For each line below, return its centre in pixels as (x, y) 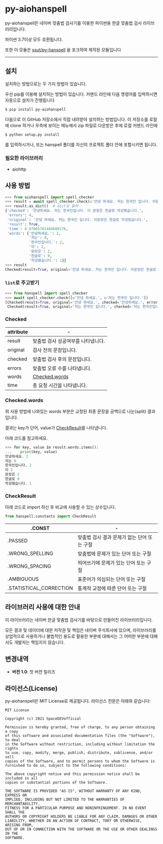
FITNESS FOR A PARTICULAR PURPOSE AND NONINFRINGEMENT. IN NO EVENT (76, 808)
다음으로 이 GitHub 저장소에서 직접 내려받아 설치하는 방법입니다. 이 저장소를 (77, 119)
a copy (12, 732)
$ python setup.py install (32, 135)
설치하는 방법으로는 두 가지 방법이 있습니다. (46, 84)
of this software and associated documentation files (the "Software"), (80, 736)
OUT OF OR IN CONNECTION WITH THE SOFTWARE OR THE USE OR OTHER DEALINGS (81, 829)
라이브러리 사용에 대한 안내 (42, 607)
